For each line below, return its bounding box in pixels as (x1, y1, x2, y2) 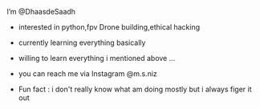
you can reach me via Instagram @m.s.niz (18, 69, 157, 79)
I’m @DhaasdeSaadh (6, 7, 76, 16)
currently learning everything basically (18, 38, 146, 47)
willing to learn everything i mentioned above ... (18, 54, 176, 63)
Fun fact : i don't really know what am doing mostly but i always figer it (18, 84, 252, 94)
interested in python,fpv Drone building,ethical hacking (18, 22, 201, 31)
